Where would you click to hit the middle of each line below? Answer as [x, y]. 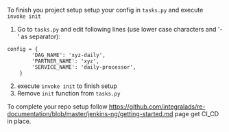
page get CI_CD [197, 114]
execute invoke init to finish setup [67, 86]
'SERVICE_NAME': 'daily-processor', [84, 67]
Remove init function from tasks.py [69, 93]
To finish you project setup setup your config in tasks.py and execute [105, 10]
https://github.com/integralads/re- [157, 107]
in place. [19, 121]
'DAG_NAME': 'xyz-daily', [69, 55]
